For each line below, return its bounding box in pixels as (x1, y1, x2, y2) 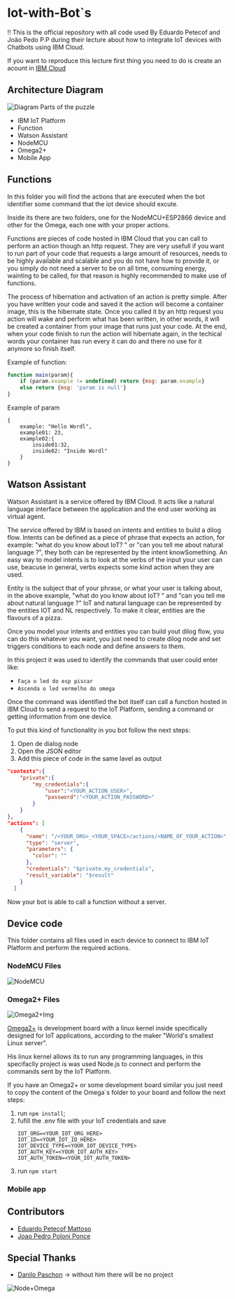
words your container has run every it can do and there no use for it (7, 337, 202, 345)
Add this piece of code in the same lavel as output (17, 754, 162, 763)
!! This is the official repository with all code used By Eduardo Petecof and (7, 28, 220, 36)
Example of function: (7, 358, 68, 366)
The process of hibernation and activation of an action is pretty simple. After (7, 292, 227, 301)
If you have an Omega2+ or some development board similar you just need (7, 1080, 222, 1089)
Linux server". (7, 1038, 48, 1047)
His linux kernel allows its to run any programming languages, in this (7, 1052, 204, 1061)
